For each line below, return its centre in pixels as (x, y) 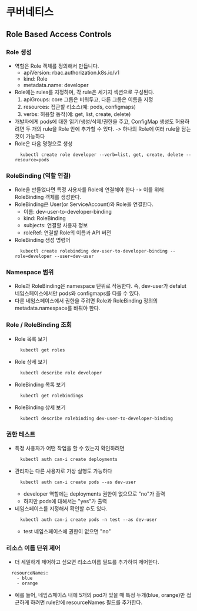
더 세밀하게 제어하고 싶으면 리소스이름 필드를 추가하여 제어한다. (87, 562)
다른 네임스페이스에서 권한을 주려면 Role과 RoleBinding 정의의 (86, 301)
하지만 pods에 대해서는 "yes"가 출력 (65, 502)
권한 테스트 (21, 434)
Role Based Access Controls (59, 34)
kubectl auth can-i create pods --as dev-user (78, 482)
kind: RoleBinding (44, 218)
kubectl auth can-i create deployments (69, 460)
